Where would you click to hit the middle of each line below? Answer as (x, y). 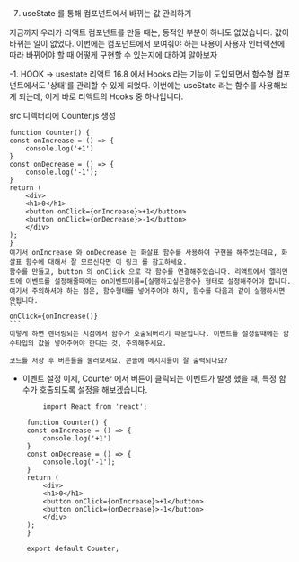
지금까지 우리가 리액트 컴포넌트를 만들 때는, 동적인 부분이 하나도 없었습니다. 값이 (149, 32)
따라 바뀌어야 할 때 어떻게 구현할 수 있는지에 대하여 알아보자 (114, 55)
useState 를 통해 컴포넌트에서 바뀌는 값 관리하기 (107, 13)
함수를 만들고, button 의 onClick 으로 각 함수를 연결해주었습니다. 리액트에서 (138, 272)
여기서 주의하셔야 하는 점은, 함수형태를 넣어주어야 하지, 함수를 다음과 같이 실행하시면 (147, 291)
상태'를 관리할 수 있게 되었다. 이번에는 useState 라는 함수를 (154, 85)
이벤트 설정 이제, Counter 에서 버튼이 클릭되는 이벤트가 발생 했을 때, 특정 (149, 378)
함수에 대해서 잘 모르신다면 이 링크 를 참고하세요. (106, 262)
